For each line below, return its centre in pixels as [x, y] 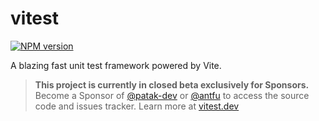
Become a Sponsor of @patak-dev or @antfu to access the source [172, 95]
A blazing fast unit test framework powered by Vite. [116, 65]
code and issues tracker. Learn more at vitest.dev [137, 106]
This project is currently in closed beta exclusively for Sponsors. [172, 84]
